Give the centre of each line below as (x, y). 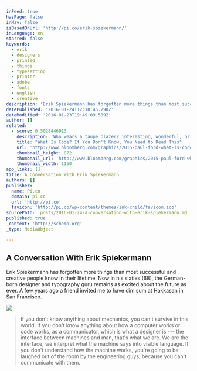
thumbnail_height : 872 (44, 153)
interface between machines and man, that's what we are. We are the (104, 338)
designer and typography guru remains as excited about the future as (102, 284)
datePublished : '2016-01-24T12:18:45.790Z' (60, 109)
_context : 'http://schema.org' (44, 224)
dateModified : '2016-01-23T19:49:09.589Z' (59, 115)
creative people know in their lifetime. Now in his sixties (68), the (84, 278)
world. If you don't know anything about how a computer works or (100, 325)
